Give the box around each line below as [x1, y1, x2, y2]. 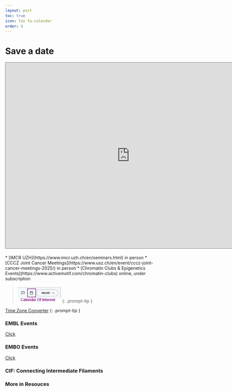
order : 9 [5, 24, 23, 29]
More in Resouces [5, 381, 50, 388]
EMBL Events [5, 320, 38, 327]
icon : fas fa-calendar [5, 18, 52, 23]
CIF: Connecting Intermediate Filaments [5, 367, 103, 374]
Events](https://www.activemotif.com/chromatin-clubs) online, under [5, 271, 146, 277]
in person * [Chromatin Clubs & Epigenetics [57, 265, 146, 271]
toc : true [5, 13, 26, 18]
